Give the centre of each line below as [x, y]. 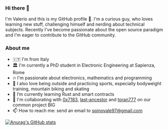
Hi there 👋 [18, 8]
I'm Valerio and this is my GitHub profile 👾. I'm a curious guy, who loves [79, 19]
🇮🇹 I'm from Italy [31, 59]
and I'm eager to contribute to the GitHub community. [61, 35]
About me [18, 48]
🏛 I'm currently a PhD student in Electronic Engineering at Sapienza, [84, 65]
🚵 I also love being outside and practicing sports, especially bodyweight [87, 83]
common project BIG [34, 105]
